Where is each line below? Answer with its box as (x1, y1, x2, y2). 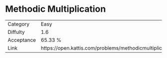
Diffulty (7, 29, 25, 35)
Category (7, 21, 30, 28)
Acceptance (7, 36, 36, 43)
